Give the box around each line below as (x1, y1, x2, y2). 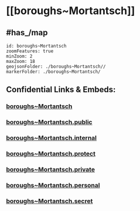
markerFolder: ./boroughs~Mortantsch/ (6, 69, 101, 75)
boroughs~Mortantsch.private (6, 166, 95, 173)
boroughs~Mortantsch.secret (6, 197, 93, 205)
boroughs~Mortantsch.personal (6, 181, 100, 189)
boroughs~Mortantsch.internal (6, 134, 97, 142)
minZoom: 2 (6, 53, 33, 59)
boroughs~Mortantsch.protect (6, 150, 95, 158)
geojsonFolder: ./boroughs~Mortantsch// (6, 63, 107, 69)
